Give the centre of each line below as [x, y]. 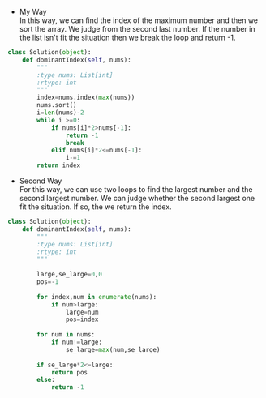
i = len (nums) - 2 [60, 113]
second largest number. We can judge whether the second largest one [137, 198]
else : [46, 380]
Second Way [41, 181]
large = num [82, 312]
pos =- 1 [48, 282]
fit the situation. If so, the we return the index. [95, 207]
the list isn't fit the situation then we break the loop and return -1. [127, 37]
